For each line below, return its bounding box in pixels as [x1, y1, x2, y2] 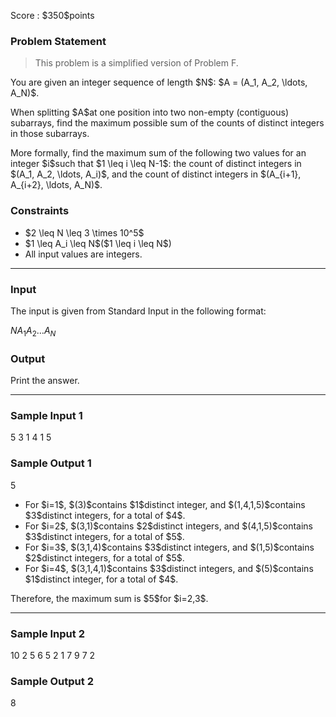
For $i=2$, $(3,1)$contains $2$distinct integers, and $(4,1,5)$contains [24, 520, 313, 532]
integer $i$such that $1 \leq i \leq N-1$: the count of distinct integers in [10, 158, 302, 170]
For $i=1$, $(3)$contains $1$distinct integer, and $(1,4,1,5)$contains [24, 498, 306, 510]
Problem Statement [10, 34, 107, 48]
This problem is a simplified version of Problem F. [34, 57, 239, 69]
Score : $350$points [10, 10, 95, 21]
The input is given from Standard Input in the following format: [10, 305, 267, 317]
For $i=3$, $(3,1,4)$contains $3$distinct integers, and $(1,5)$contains [24, 541, 315, 553]
